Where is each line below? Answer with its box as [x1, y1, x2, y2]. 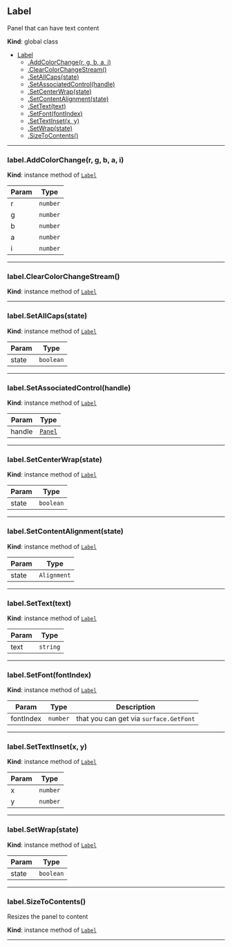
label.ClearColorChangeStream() [7, 272, 120, 282]
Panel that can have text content [7, 23, 99, 32]
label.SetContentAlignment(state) [7, 526, 124, 536]
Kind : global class [7, 37, 59, 46]
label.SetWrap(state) [7, 825, 79, 834]
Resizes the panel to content [7, 912, 88, 921]
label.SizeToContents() [7, 897, 86, 906]
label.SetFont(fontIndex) [7, 670, 92, 680]
